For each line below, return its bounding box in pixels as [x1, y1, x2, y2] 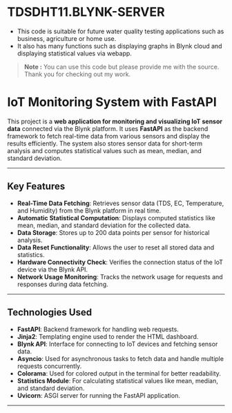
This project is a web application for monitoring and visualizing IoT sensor [7, 117, 223, 125]
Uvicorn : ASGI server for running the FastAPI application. [17, 391, 181, 399]
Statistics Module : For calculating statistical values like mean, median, [17, 376, 219, 385]
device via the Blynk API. [17, 265, 88, 274]
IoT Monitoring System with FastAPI [7, 94, 217, 110]
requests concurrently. [17, 362, 82, 370]
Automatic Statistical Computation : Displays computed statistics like [17, 213, 215, 222]
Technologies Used [7, 306, 92, 319]
